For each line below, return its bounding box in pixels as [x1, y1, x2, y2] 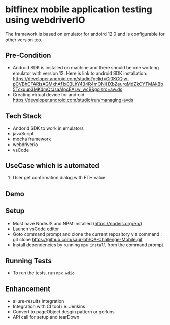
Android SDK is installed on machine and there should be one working [12, 64, 159, 70]
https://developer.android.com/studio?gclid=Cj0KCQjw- [12, 75, 129, 82]
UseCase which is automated [5, 161, 100, 170]
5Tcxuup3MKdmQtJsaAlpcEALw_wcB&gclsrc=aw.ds [12, 86, 123, 92]
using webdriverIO [5, 14, 85, 26]
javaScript [12, 130, 34, 136]
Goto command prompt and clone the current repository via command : [12, 231, 162, 237]
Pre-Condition [5, 51, 51, 60]
